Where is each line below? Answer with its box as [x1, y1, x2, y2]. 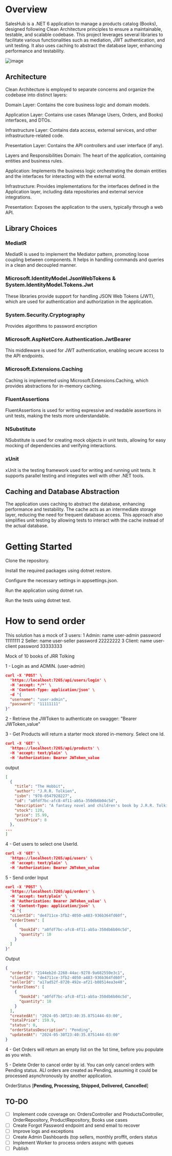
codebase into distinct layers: [5, 91, 68, 98]
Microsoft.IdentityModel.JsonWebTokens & [5, 275, 116, 282]
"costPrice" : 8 [14, 817, 47, 823]
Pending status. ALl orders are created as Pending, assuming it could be [5, 1067, 158, 1073]
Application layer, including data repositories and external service [5, 188, 143, 194]
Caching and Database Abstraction [5, 487, 120, 496]
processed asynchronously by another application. [5, 1072, 113, 1079]
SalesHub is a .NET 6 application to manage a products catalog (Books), [5, 21, 158, 27]
